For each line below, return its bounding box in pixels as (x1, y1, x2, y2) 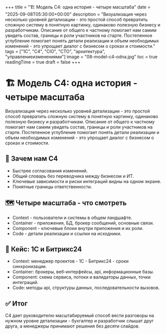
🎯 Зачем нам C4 (5, 154, 58, 163)
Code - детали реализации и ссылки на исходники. (12, 230, 122, 236)
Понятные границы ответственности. (12, 183, 92, 189)
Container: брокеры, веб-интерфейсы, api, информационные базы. (12, 269, 155, 275)
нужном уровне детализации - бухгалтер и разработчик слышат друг (5, 318, 154, 324)
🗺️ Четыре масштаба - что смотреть (5, 199, 127, 207)
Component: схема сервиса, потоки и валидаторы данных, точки (12, 274, 151, 280)
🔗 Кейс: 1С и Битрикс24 (5, 244, 82, 253)
